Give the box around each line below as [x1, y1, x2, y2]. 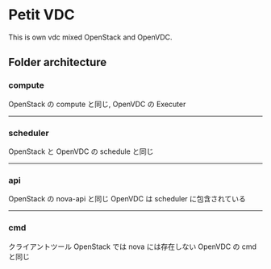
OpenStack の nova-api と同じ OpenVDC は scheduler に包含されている [8, 194, 246, 204]
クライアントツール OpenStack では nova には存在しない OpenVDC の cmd [8, 242, 256, 251]
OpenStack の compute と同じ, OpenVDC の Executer [8, 99, 186, 109]
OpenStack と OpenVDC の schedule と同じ [8, 147, 154, 156]
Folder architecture [8, 56, 107, 69]
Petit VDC [8, 6, 75, 24]
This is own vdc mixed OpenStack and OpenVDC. [8, 32, 173, 42]
